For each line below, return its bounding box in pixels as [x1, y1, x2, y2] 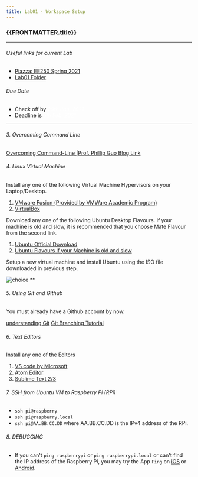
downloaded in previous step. [6, 264, 78, 272]
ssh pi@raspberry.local [14, 414, 74, 420]
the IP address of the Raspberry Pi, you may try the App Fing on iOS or [14, 457, 187, 465]
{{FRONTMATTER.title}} [6, 28, 77, 36]
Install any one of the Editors [6, 351, 75, 358]
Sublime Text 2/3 [14, 375, 57, 382]
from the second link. [6, 229, 58, 236]
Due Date [6, 87, 29, 95]
